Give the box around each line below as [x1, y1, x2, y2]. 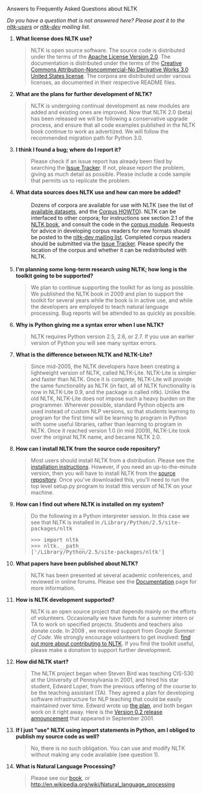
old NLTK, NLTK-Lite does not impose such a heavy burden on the [30, 395, 195, 402]
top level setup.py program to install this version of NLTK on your [30, 483, 193, 489]
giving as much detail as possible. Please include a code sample [30, 170, 191, 178]
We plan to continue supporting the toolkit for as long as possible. [30, 284, 195, 291]
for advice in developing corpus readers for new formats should [30, 227, 190, 234]
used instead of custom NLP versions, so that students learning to [30, 408, 195, 415]
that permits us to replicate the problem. [30, 177, 131, 184]
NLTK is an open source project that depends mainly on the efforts [30, 608, 197, 615]
